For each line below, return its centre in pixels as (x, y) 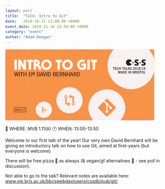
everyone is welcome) (28, 151)
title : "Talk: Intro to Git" (37, 16)
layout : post (19, 11)
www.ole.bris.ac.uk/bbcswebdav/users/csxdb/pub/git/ (61, 181)
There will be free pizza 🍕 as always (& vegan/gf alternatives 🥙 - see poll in (82, 161)
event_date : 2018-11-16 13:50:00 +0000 (47, 27)
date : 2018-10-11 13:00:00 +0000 (42, 21)
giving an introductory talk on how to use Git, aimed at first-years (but (77, 146)
